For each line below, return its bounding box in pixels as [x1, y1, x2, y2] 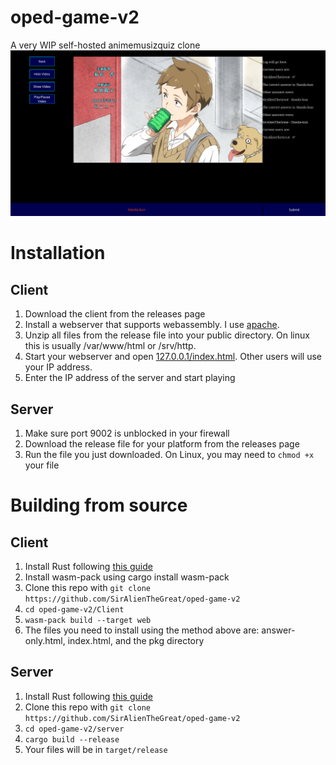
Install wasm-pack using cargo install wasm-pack [24, 571, 230, 583]
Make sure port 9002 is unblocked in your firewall [24, 427, 230, 440]
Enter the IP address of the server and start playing [24, 372, 236, 384]
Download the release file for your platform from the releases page [24, 438, 300, 450]
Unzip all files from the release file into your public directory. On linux [24, 329, 310, 341]
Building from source [10, 494, 188, 517]
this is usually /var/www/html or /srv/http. [24, 340, 197, 352]
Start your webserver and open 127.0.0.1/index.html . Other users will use [24, 351, 322, 363]
